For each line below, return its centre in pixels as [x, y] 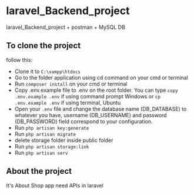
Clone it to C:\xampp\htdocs [48, 71]
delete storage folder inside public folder [64, 140]
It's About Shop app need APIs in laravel [55, 185]
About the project [39, 171]
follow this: [19, 60]
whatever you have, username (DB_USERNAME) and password [91, 115]
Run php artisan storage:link [52, 146]
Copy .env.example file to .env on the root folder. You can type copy [96, 90]
